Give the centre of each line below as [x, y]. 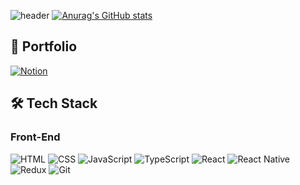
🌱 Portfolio [44, 46]
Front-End [35, 137]
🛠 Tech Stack [54, 103]
